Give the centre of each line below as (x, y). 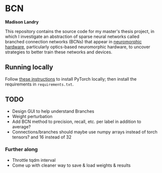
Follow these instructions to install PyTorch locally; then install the (71, 79)
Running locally (29, 67)
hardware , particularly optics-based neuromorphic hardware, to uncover (78, 47)
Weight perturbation (32, 116)
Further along (21, 150)
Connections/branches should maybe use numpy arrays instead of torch (85, 132)
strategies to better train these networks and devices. (59, 52)
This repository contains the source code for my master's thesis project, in (80, 31)
